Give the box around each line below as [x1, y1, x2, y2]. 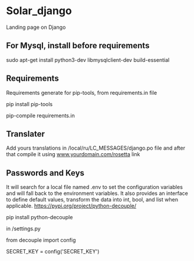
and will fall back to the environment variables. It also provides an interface [6, 190, 189, 197]
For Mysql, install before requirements [6, 41, 150, 51]
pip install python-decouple [6, 214, 73, 221]
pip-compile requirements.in [6, 112, 75, 119]
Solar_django [6, 4, 72, 18]
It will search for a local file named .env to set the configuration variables [6, 184, 183, 191]
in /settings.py [6, 225, 41, 232]
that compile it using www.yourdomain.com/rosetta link [6, 151, 140, 158]
